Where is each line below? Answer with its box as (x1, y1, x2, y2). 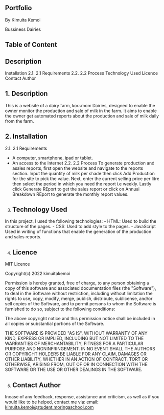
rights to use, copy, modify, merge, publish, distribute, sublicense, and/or (5, 296, 153, 301)
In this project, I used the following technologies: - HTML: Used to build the (5, 218, 157, 224)
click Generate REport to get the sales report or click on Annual (12, 186, 140, 192)
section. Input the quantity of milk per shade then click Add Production (12, 170, 155, 176)
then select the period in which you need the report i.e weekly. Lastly (12, 181, 152, 186)
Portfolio (5, 4, 32, 12)
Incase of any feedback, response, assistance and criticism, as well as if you (5, 394, 160, 400)
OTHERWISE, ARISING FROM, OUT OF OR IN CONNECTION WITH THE (5, 362, 148, 368)
